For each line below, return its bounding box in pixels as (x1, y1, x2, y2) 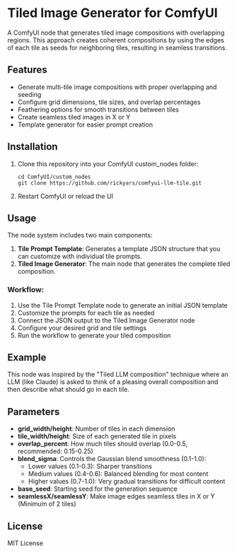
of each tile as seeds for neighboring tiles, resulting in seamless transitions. (7, 43, 228, 52)
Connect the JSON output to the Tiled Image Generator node (17, 316, 195, 325)
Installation (7, 141, 58, 153)
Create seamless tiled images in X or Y (17, 112, 131, 121)
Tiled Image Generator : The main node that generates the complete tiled (17, 260, 231, 268)
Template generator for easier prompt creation (17, 120, 154, 129)
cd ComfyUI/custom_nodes (17, 173, 91, 180)
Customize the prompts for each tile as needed (17, 308, 155, 317)
